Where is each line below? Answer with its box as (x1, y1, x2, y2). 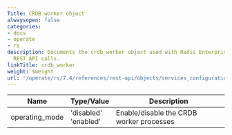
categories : (7, 23, 41, 30)
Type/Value (70, 96, 110, 106)
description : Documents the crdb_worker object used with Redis (7, 49, 196, 56)
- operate (7, 36, 36, 43)
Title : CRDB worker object (7, 10, 85, 17)
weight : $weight (7, 68, 54, 75)
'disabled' (70, 108, 102, 118)
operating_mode (10, 112, 64, 122)
